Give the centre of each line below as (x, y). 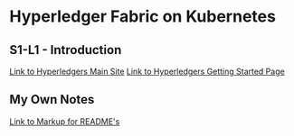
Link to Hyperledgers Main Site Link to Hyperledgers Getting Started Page (147, 71)
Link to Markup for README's (65, 121)
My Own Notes (52, 100)
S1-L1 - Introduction (66, 50)
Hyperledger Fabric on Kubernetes (142, 17)
